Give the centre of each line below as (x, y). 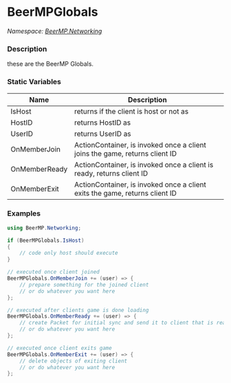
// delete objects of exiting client (74, 361)
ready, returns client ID (111, 173)
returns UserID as (103, 134)
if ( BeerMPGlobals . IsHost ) (46, 240)
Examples (24, 214)
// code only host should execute (69, 253)
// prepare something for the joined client (84, 284)
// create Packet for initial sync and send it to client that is (117, 323)
